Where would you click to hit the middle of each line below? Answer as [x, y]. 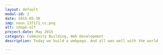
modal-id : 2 [17, 14]
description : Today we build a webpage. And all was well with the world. [83, 41]
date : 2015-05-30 [23, 18]
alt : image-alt [20, 27]
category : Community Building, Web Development [54, 37]
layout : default [21, 9]
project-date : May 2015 [29, 32]
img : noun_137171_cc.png [30, 23]
